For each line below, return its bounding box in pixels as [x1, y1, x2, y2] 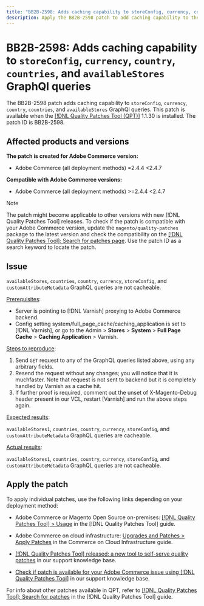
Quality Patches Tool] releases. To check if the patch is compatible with [6, 218, 185, 225]
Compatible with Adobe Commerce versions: [6, 176, 123, 183]
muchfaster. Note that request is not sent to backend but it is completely [15, 376, 196, 383]
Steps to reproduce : [6, 345, 56, 352]
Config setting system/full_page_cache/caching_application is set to [15, 320, 186, 328]
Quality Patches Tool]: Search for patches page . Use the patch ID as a [6, 237, 182, 245]
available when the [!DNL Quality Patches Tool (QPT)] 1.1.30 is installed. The [6, 112, 196, 120]
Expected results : [6, 414, 50, 421]
